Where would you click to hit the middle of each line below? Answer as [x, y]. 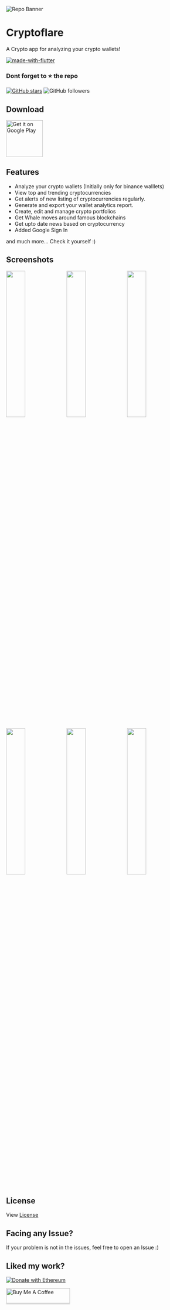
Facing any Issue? [40, 1233]
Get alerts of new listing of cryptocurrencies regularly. [80, 199]
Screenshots [30, 260]
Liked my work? [35, 1266]
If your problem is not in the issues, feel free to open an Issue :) [83, 1248]
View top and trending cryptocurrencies [63, 192]
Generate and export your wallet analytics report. [74, 205]
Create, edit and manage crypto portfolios [65, 211]
